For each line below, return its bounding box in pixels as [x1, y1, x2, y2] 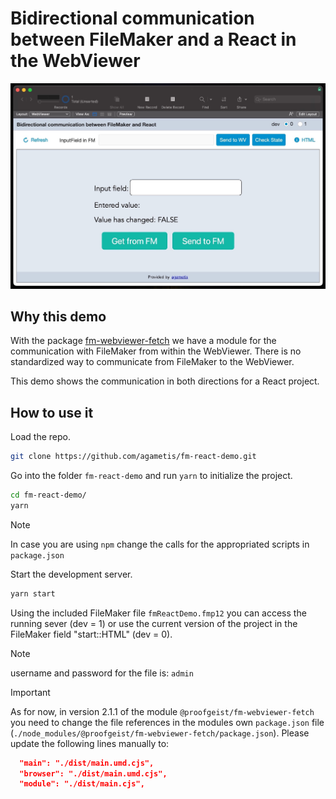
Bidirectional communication [10, 7, 255, 30]
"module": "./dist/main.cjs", [19, 779, 145, 789]
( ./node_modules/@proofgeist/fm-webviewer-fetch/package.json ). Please [10, 727, 310, 739]
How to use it [10, 404, 94, 421]
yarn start [10, 588, 56, 599]
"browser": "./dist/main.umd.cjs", [19, 768, 168, 779]
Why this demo [10, 308, 107, 325]
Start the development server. [10, 568, 133, 580]
